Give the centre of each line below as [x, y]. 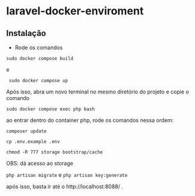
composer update [26, 131]
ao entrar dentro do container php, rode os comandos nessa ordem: [90, 120]
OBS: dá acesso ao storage [40, 163]
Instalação [26, 33]
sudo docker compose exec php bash [51, 109]
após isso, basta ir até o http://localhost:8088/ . [65, 186]
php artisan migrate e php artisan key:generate [67, 175]
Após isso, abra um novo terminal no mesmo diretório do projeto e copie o [98, 92]
